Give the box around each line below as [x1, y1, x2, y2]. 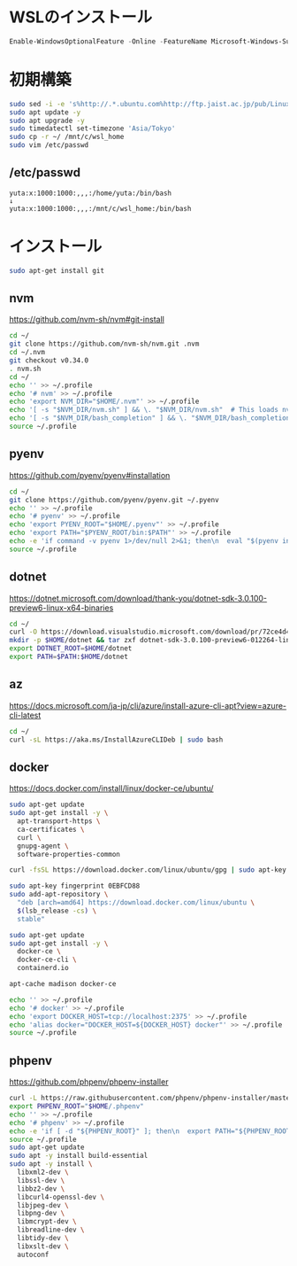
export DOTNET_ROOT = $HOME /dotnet [9, 644, 133, 653]
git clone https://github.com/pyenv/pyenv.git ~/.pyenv [9, 495, 219, 504]
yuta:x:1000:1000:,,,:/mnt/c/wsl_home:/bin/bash [9, 204, 192, 213]
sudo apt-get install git [9, 266, 104, 275]
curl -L [9, 1094, 38, 1103]
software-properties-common [17, 850, 121, 858]
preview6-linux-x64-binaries [9, 602, 114, 613]
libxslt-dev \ [17, 1241, 69, 1251]
